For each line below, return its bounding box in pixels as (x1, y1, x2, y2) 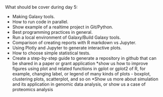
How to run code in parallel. (12, 19, 69, 24)
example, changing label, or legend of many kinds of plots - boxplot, (12, 71, 151, 76)
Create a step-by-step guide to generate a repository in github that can (12, 55, 157, 61)
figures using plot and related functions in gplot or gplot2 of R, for (12, 66, 146, 72)
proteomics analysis (12, 87, 53, 92)
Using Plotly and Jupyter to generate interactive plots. (12, 45, 122, 50)
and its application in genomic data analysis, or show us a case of (12, 81, 146, 87)
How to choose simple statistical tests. (12, 50, 91, 56)
